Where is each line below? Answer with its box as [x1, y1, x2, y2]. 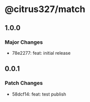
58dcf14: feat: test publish [12, 91, 66, 97]
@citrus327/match [5, 4, 85, 15]
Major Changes [5, 39, 43, 46]
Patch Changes [5, 79, 43, 86]
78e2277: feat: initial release [12, 50, 71, 56]
